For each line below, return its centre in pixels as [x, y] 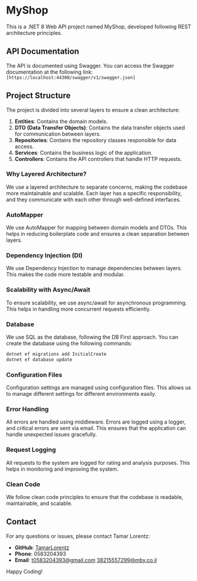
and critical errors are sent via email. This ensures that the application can [96, 428]
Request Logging [31, 450]
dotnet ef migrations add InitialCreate [57, 354]
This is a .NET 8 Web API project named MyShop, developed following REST [99, 27]
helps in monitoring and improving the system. [63, 469]
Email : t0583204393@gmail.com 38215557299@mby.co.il [86, 560]
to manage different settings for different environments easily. [81, 394]
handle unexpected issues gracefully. [52, 435]
